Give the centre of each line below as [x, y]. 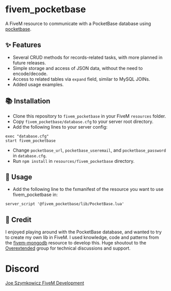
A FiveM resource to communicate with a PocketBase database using [78, 23]
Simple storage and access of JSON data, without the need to [78, 68]
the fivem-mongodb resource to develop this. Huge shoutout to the [76, 243]
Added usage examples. [38, 84]
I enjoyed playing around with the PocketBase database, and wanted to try [83, 232]
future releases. [29, 63]
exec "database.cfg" [27, 136]
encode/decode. [30, 74]
